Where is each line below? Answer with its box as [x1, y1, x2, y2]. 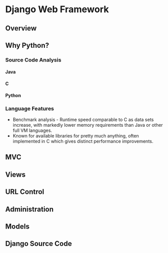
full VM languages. [12, 127, 52, 133]
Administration [5, 205, 54, 213]
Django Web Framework [5, 4, 109, 15]
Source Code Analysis [5, 56, 62, 63]
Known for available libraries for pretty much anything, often [12, 132, 139, 138]
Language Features [5, 105, 54, 112]
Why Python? [5, 41, 49, 49]
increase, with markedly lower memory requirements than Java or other [12, 122, 163, 128]
